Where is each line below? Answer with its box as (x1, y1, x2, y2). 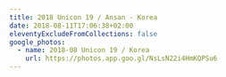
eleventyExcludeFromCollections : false (9, 29, 158, 38)
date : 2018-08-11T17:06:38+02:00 (9, 21, 134, 30)
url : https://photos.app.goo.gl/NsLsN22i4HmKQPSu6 (25, 54, 218, 63)
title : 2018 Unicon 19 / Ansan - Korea (9, 12, 158, 22)
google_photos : (9, 37, 66, 47)
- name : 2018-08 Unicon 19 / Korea (17, 46, 150, 55)
